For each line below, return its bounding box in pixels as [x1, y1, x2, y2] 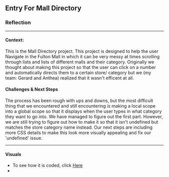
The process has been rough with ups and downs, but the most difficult [5, 98, 153, 104]
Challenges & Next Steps [5, 86, 58, 93]
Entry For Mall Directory [5, 4, 81, 13]
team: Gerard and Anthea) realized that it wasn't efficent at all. [5, 75, 134, 81]
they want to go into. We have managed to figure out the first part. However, [5, 114, 163, 120]
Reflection [5, 19, 31, 26]
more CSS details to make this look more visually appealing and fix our [5, 130, 151, 136]
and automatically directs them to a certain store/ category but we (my [5, 69, 151, 75]
